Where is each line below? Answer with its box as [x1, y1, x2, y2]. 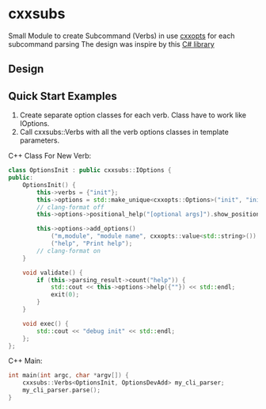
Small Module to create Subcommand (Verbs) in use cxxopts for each [8, 31, 235, 40]
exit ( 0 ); [50, 291, 80, 299]
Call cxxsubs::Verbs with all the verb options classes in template [19, 128, 230, 137]
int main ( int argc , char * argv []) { [8, 372, 129, 380]
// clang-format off [36, 203, 104, 211]
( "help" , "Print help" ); [50, 239, 133, 248]
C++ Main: [8, 356, 43, 365]
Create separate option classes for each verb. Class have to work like [19, 110, 247, 120]
